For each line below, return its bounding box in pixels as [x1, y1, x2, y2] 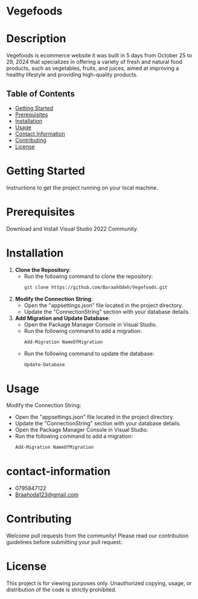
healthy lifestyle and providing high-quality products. [6, 71, 138, 78]
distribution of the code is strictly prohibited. [6, 586, 117, 593]
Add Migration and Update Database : [14, 314, 110, 322]
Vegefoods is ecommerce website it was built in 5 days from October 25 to [6, 52, 192, 59]
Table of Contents [6, 89, 75, 99]
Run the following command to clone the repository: [24, 273, 153, 280]
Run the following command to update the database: [24, 350, 155, 357]
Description [6, 32, 66, 46]
